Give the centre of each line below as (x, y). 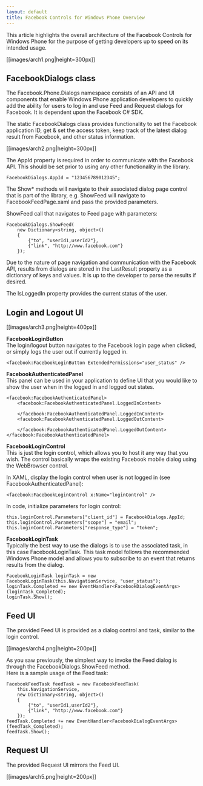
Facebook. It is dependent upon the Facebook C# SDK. (75, 112)
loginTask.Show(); (29, 597)
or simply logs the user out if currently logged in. (67, 352)
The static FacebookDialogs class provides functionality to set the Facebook (101, 124)
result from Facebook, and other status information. (71, 137)
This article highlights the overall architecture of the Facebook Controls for (99, 35)
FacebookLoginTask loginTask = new (51, 576)
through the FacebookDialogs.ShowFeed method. (68, 666)
